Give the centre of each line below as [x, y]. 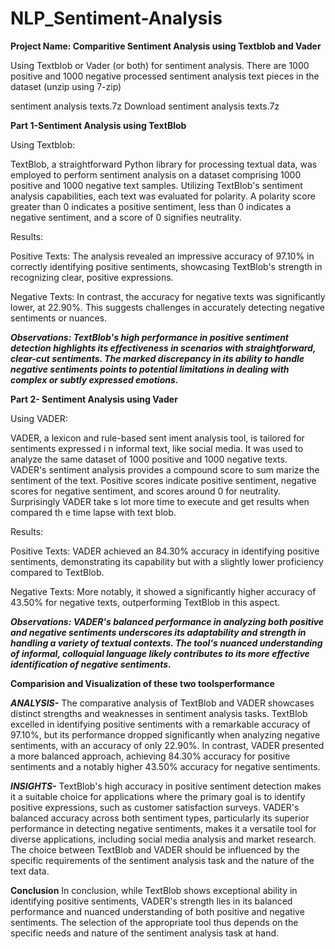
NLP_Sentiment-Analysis [116, 18]
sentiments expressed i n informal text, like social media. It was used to [157, 448]
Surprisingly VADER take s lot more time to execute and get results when [160, 501]
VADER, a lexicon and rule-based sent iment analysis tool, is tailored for [157, 438]
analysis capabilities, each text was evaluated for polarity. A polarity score [163, 196]
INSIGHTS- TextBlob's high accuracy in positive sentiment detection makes [166, 786]
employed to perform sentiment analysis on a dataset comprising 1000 [156, 174]
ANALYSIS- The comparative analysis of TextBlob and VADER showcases [162, 703]
